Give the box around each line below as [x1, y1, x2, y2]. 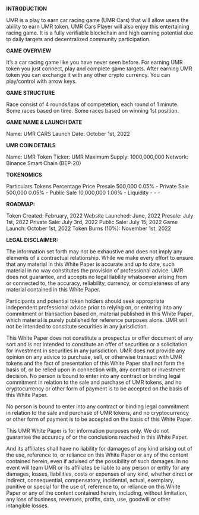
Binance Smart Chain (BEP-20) [6, 160, 81, 166]
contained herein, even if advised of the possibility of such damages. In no [6, 458, 189, 464]
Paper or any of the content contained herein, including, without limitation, [6, 489, 188, 497]
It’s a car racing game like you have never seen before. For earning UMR [6, 59, 183, 66]
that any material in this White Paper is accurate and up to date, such [6, 260, 175, 268]
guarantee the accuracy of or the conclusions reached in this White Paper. [6, 433, 188, 440]
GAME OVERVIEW [6, 47, 52, 54]
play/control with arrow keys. [6, 77, 77, 85]
